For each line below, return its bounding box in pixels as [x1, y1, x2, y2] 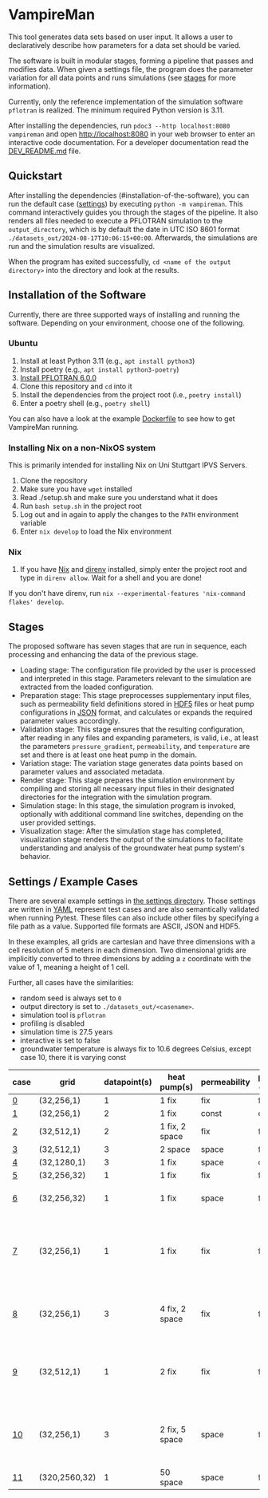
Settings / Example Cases [8, 875, 138, 889]
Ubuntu [8, 337, 38, 349]
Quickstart [8, 169, 63, 183]
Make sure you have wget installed [19, 484, 133, 494]
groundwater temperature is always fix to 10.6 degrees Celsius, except [19, 1044, 252, 1054]
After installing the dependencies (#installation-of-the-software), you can [8, 190, 250, 200]
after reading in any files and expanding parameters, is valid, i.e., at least [19, 733, 259, 743]
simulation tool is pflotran [19, 1011, 106, 1020]
